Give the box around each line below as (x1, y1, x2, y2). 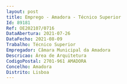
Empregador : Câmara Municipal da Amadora (6, 47, 111, 53)
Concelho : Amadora (6, 63, 52, 70)
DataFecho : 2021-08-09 (6, 36, 63, 42)
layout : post (6, 8, 39, 15)
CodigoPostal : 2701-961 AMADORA (6, 58, 86, 64)
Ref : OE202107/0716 (6, 25, 55, 31)
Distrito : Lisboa (6, 69, 49, 75)
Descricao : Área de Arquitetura (6, 53, 86, 59)
